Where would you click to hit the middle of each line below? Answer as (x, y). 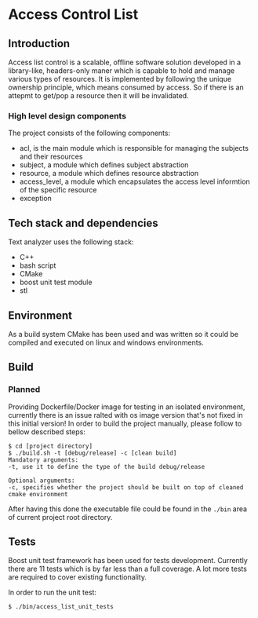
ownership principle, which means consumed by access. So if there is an (126, 87)
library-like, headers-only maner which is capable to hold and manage (122, 71)
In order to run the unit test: (52, 592)
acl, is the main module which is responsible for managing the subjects (134, 148)
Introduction (39, 44)
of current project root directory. (60, 517)
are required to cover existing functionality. (78, 577)
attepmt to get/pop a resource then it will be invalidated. (99, 95)
